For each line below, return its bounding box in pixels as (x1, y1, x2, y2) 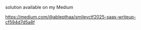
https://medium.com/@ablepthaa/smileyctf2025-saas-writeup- (5, 14, 136, 19)
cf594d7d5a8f (5, 19, 35, 25)
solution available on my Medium (5, 4, 74, 10)
